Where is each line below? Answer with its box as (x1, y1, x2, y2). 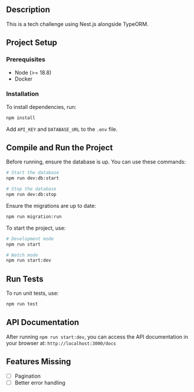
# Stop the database (6, 186, 57, 192)
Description (6, 5, 50, 15)
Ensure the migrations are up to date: (6, 202, 96, 209)
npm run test (6, 301, 38, 307)
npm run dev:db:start (6, 175, 60, 181)
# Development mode (6, 236, 54, 242)
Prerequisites (6, 56, 45, 64)
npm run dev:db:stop (6, 192, 57, 198)
